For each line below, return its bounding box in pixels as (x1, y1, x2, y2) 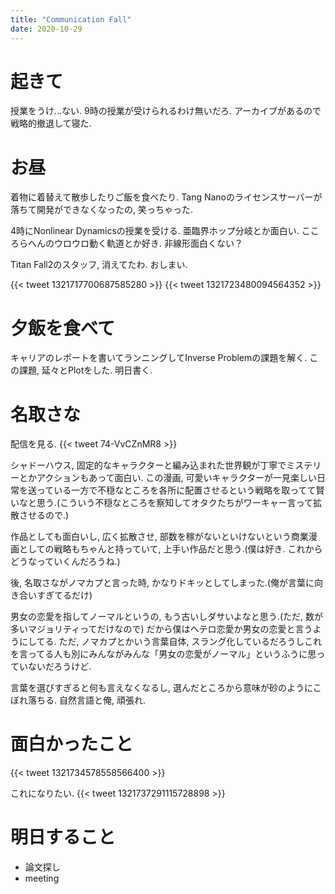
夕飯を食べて (10, 317, 115, 340)
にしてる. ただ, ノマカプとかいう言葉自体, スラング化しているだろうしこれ (18, 636, 323, 648)
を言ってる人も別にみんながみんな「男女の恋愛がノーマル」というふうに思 (10, 648, 317, 660)
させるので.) (18, 509, 70, 521)
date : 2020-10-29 (10, 24, 83, 34)
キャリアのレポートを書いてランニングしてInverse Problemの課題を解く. (10, 352, 308, 364)
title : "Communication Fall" (10, 14, 132, 25)
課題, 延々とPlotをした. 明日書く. (18, 364, 153, 376)
